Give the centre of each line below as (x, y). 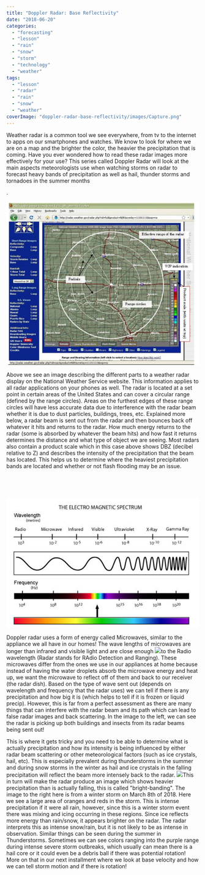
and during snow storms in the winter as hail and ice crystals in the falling (99, 767)
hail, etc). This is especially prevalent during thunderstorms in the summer (100, 761)
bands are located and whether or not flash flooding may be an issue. (94, 466)
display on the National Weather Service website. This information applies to (102, 382)
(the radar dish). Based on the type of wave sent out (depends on (89, 684)
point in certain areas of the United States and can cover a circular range (98, 394)
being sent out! (25, 730)
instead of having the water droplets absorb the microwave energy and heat (102, 671)
